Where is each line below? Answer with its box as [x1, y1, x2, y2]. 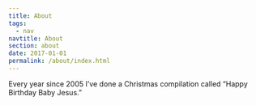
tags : [8, 19, 27, 27]
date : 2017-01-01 [8, 49, 67, 57]
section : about [8, 42, 60, 50]
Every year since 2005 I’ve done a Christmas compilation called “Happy [8, 78, 249, 89]
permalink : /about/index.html [8, 57, 111, 65]
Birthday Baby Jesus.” [8, 87, 83, 97]
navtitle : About [8, 34, 63, 43]
